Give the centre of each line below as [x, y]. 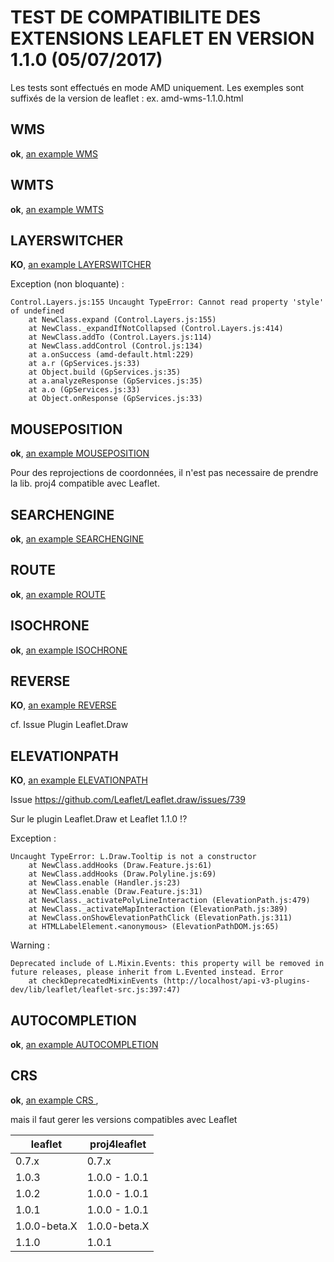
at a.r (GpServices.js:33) [84, 364]
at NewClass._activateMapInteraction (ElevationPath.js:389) [158, 909]
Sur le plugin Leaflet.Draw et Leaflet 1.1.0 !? [99, 819]
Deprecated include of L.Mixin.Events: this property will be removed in [167, 964]
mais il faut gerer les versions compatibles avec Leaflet [124, 1119]
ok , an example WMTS [57, 209]
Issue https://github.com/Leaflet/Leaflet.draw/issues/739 [128, 800]
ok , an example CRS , [54, 1100]
